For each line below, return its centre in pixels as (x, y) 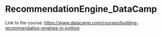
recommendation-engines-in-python (42, 28)
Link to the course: (24, 23)
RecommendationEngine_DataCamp (81, 9)
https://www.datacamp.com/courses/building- (91, 23)
